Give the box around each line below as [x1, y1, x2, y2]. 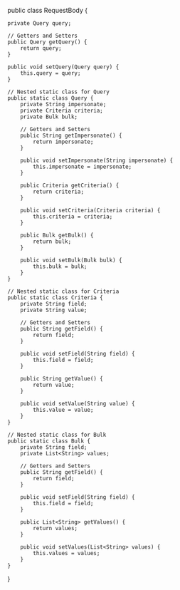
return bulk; [33, 238, 72, 245]
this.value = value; [33, 406, 94, 413]
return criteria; [33, 188, 84, 195]
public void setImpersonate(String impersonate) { [20, 157, 174, 164]
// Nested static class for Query [7, 88, 110, 95]
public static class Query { [7, 95, 94, 102]
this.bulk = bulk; [33, 263, 88, 270]
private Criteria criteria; [20, 107, 103, 114]
